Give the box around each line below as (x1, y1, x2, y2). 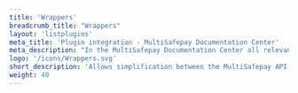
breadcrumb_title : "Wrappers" (9, 21, 122, 30)
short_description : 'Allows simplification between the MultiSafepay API (9, 63, 288, 72)
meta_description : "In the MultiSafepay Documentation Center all (9, 46, 260, 55)
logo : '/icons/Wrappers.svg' (9, 54, 117, 63)
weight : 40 (9, 71, 50, 80)
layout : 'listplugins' (9, 29, 93, 38)
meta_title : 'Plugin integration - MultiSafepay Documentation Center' (9, 37, 279, 47)
